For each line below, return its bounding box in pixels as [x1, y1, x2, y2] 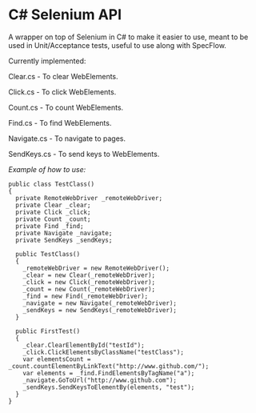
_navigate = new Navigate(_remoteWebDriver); [22, 299, 178, 307]
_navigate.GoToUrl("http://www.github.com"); [22, 376, 178, 384]
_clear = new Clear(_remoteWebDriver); [22, 271, 156, 279]
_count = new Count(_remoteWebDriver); [22, 285, 156, 293]
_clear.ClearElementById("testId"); [22, 341, 146, 349]
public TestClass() [15, 250, 81, 258]
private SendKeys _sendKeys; [15, 236, 113, 244]
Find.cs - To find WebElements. [8, 118, 112, 127]
